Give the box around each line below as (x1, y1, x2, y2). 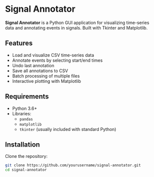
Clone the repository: (5, 153, 48, 159)
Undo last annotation (12, 62, 55, 68)
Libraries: (12, 110, 32, 116)
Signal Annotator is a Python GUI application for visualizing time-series (5, 20, 150, 25)
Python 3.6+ (12, 105, 38, 111)
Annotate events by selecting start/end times (12, 57, 103, 63)
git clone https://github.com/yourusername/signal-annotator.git (5, 163, 141, 168)
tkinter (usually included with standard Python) (19, 126, 116, 132)
